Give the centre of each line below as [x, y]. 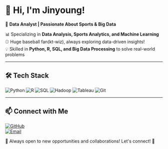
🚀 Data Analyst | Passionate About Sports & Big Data [61, 24]
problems [15, 54]
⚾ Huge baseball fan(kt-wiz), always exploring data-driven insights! [75, 42]
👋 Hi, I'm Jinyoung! [45, 10]
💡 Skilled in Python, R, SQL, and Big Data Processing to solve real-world [80, 49]
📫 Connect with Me [37, 112]
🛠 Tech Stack [27, 76]
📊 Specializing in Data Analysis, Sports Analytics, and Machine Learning [82, 34]
